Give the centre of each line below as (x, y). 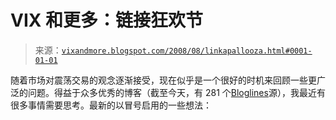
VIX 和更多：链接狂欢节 (107, 20)
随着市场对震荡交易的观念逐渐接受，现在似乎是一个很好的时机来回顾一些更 (163, 80)
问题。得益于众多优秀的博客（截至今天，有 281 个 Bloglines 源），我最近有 (176, 92)
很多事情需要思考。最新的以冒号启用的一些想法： (111, 105)
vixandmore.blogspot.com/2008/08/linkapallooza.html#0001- (187, 51)
